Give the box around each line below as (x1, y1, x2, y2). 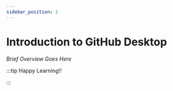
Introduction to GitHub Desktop (6, 35, 168, 49)
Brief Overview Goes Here (6, 55, 72, 62)
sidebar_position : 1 (6, 8, 59, 15)
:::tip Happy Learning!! (6, 67, 62, 74)
